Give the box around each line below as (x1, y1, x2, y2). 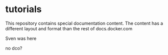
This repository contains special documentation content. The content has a (5, 20, 163, 26)
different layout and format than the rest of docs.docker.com (5, 25, 133, 31)
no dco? (5, 45, 22, 51)
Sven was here (5, 35, 37, 41)
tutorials (5, 4, 42, 15)
